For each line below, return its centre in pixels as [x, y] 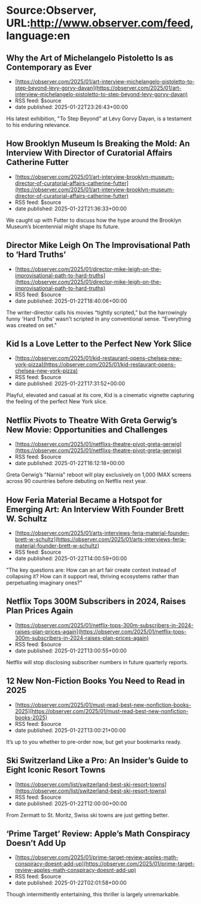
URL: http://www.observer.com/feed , [100, 23]
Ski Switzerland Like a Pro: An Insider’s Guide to [97, 761]
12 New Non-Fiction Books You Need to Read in [96, 681]
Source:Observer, [51, 10]
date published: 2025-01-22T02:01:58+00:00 [71, 883]
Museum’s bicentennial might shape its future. [63, 226]
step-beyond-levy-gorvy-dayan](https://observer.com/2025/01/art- [98, 88]
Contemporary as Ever [49, 67]
